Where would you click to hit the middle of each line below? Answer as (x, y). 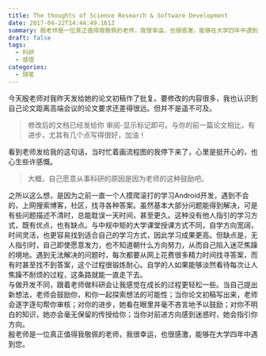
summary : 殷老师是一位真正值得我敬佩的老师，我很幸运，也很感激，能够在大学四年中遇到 (133, 30)
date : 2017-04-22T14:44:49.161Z (61, 23)
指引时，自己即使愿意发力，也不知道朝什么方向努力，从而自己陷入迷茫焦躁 (136, 245)
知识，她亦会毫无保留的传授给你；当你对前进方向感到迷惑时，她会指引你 (140, 314)
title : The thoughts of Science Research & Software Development (118, 15)
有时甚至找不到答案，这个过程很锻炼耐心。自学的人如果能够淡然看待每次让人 (133, 264)
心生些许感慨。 (32, 161)
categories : (28, 67)
